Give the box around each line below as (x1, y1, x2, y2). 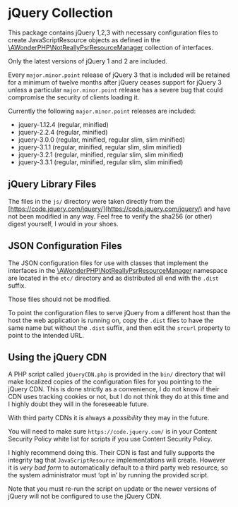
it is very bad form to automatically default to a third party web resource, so (8, 463, 228, 472)
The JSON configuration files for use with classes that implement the (8, 259, 209, 267)
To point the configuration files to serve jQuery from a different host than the (8, 308, 231, 317)
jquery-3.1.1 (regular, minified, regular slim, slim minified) (18, 142, 182, 151)
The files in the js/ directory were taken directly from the (8, 197, 174, 205)
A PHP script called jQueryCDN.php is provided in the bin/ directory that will (8, 370, 225, 379)
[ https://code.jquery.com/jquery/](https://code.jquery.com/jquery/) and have (8, 204, 231, 213)
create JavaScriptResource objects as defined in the (8, 35, 161, 44)
